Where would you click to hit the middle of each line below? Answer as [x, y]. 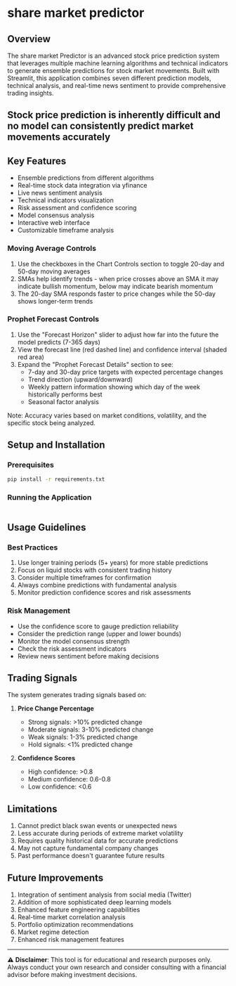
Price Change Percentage [56, 708]
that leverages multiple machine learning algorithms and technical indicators [118, 63]
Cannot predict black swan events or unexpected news [97, 826]
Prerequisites [31, 465]
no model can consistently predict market [100, 126]
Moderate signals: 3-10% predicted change [91, 729]
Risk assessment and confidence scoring [77, 208]
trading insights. [31, 93]
